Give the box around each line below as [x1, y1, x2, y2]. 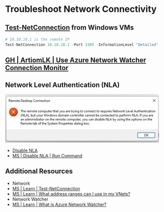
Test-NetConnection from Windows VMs [5, 23, 134, 32]
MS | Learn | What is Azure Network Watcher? [12, 201, 107, 207]
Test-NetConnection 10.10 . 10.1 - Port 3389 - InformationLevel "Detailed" [5, 42, 159, 47]
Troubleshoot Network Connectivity [5, 3, 157, 15]
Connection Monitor [5, 64, 68, 72]
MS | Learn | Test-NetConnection [12, 185, 80, 192]
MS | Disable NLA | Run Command [12, 152, 83, 158]
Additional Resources [5, 167, 73, 176]
